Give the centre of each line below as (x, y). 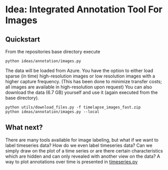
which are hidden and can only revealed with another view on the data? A (83, 156)
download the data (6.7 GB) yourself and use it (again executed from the (81, 92)
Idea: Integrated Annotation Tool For (84, 10)
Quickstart (23, 39)
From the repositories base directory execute (53, 52)
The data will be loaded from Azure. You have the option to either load (79, 71)
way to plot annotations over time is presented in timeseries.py (71, 162)
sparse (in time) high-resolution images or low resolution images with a (80, 76)
